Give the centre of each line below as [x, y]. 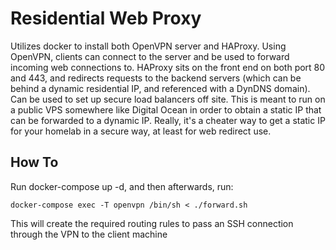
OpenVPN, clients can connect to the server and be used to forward [150, 56]
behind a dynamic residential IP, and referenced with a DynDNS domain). [160, 88]
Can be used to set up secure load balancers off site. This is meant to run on [168, 99]
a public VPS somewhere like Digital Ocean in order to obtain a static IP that [166, 109]
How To [34, 162]
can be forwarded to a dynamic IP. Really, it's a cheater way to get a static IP [168, 120]
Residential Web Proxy [106, 18]
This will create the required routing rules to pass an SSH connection [152, 223]
